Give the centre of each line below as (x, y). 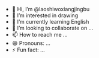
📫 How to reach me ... (40, 35)
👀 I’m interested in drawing (45, 15)
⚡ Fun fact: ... (28, 50)
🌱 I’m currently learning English (50, 22)
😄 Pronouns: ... (31, 43)
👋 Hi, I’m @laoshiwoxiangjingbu (51, 9)
